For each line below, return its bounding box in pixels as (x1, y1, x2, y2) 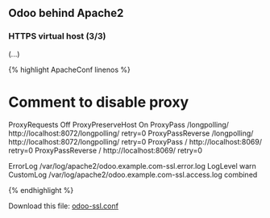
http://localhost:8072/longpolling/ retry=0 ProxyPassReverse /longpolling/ (8, 128, 254, 138)
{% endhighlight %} (8, 185, 74, 195)
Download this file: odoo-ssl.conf (8, 201, 119, 211)
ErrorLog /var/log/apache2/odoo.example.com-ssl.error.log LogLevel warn (8, 161, 256, 170)
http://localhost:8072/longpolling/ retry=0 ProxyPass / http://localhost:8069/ (8, 136, 262, 146)
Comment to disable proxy (8, 93, 189, 111)
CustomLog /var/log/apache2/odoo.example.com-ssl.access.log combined (8, 170, 258, 179)
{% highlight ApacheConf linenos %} (8, 65, 131, 74)
